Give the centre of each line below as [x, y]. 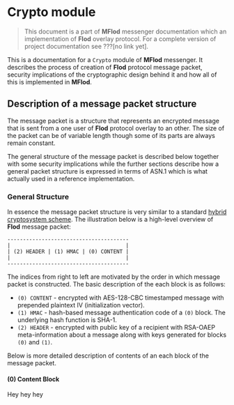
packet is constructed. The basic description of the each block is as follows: [117, 284]
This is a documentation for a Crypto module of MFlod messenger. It [105, 59]
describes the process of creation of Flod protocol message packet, [105, 67]
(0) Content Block [33, 379]
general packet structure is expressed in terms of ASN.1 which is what [107, 171]
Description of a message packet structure [102, 104]
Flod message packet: [39, 227]
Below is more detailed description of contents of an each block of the [108, 356]
